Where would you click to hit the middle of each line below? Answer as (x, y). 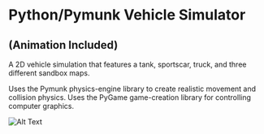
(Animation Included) (63, 45)
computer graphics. (41, 106)
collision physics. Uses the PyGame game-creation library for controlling (130, 97)
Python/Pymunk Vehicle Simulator (127, 15)
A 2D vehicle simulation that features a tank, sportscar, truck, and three (128, 64)
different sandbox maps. (49, 73)
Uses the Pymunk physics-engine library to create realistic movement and (132, 89)
